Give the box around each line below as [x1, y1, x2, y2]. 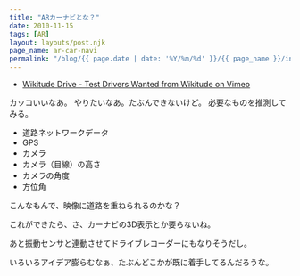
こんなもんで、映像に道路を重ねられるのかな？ [9, 200, 181, 210]
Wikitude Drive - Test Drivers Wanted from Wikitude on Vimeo [21, 79, 251, 89]
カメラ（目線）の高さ [21, 159, 101, 169]
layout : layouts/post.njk [9, 37, 105, 47]
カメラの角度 [21, 170, 70, 181]
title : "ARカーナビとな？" [9, 12, 100, 22]
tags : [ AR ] [9, 29, 50, 38]
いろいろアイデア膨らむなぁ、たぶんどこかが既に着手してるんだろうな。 [9, 257, 274, 267]
